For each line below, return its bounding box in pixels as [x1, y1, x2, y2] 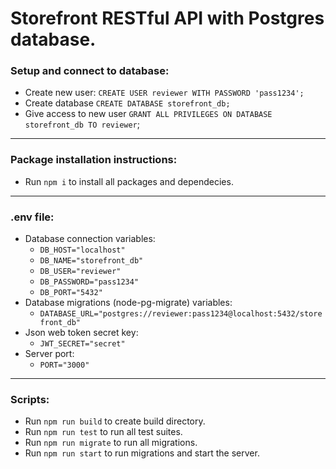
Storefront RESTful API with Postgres [10, 7, 325, 30]
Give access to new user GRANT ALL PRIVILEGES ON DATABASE [24, 108, 273, 120]
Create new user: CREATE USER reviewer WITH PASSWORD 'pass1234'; [24, 87, 305, 99]
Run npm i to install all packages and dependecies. [24, 175, 234, 187]
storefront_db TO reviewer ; [24, 118, 141, 131]
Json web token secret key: [24, 327, 139, 339]
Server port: [24, 348, 75, 360]
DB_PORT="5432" [39, 288, 103, 298]
